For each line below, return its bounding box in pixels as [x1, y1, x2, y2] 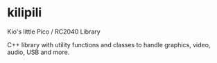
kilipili [7, 5, 42, 21]
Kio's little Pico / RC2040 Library [7, 27, 101, 36]
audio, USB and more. [7, 48, 70, 56]
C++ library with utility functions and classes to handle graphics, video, [7, 40, 211, 49]
